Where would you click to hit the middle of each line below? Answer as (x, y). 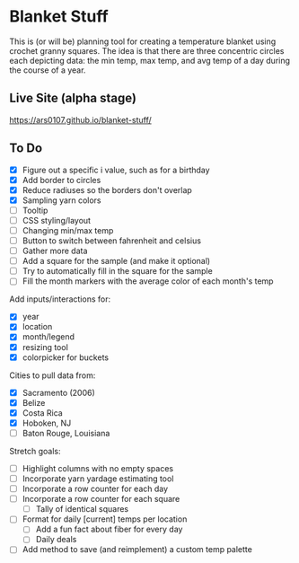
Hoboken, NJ (47, 423)
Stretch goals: (35, 451)
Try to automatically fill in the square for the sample (117, 271)
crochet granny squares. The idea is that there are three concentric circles (147, 50)
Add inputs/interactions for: (60, 299)
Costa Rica (42, 413)
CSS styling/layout (57, 220)
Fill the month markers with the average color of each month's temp (148, 281)
